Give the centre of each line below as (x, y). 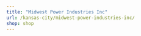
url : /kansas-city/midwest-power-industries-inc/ (71, 18)
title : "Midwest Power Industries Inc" (57, 12)
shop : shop (20, 23)
